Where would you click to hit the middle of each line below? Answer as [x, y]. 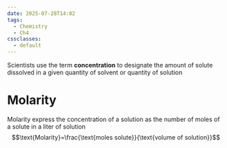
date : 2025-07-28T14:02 [41, 13]
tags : [15, 20]
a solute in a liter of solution [47, 126]
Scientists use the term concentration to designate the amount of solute [110, 65]
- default [27, 45]
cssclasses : [24, 39]
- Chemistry [31, 26]
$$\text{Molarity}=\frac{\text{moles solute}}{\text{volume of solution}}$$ [116, 137]
